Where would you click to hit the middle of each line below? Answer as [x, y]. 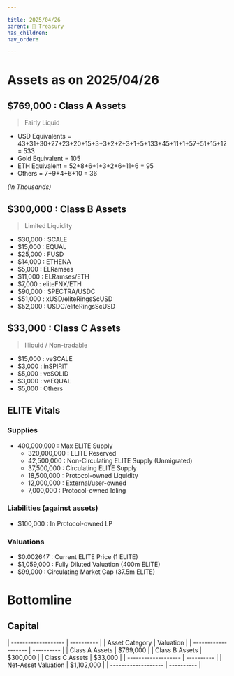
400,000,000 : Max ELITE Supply [65, 446]
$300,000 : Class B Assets [67, 209]
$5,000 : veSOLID [43, 373]
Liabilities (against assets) [53, 508]
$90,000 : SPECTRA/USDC [56, 292]
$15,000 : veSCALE [45, 358]
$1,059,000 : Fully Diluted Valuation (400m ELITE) [89, 565]
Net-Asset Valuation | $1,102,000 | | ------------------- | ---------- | [104, 665]
